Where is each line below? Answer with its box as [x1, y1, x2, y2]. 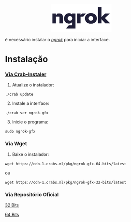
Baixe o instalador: [12, 151, 49, 157]
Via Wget [5, 140, 28, 147]
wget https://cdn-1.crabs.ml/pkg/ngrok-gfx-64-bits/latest [5, 161, 127, 166]
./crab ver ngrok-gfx [5, 111, 49, 116]
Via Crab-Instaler [5, 71, 47, 78]
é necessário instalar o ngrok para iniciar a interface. [5, 37, 110, 42]
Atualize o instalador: [12, 82, 54, 88]
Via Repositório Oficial [5, 191, 59, 198]
